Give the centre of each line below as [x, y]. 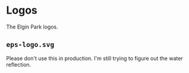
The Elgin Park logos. [32, 27]
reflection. [19, 64]
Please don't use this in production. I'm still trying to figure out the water [94, 58]
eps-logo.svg [30, 45]
